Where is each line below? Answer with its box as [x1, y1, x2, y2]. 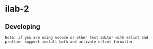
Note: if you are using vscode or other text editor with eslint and [5, 35, 149, 40]
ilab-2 [5, 3, 30, 14]
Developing [5, 23, 40, 31]
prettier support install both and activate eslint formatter [5, 39, 133, 44]
